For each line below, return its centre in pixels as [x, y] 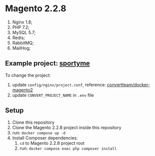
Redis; [19, 38]
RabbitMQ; [23, 43]
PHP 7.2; [21, 27]
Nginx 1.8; [22, 22]
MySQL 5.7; [24, 32]
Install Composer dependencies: [45, 138]
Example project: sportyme [48, 63]
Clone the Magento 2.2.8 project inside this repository [67, 127]
